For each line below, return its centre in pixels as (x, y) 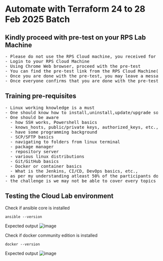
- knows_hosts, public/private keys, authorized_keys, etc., (84, 127)
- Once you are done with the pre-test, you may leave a (74, 76)
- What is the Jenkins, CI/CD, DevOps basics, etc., (74, 171)
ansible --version (24, 217)
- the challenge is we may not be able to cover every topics (81, 181)
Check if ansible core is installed (38, 208)
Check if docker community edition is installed (51, 235)
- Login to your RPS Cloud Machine (47, 61)
